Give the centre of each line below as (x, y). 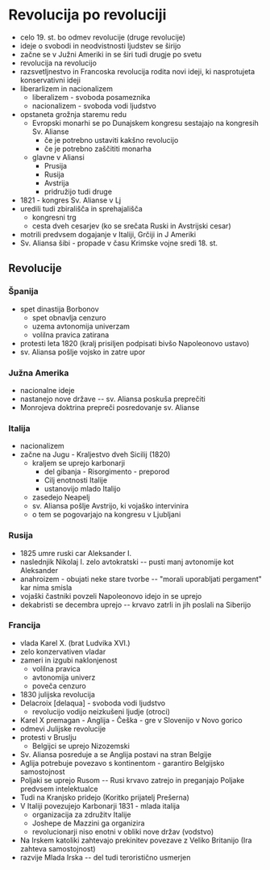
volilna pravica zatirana (71, 335)
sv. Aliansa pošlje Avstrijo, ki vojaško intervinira (110, 506)
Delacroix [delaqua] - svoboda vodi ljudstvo (93, 703)
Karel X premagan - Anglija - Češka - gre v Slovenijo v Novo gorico (131, 720)
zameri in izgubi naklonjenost (69, 660)
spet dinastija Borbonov (59, 309)
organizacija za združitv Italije (81, 814)
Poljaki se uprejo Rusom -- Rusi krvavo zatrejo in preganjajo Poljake (132, 780)
